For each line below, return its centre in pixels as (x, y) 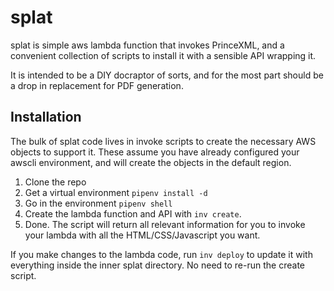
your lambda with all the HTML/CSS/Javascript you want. (142, 235)
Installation (46, 117)
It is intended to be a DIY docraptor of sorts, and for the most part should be (167, 75)
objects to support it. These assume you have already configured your (155, 152)
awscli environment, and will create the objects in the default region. (151, 162)
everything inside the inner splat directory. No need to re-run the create (157, 265)
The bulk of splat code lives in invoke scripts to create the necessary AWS (163, 141)
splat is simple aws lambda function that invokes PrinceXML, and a (147, 45)
